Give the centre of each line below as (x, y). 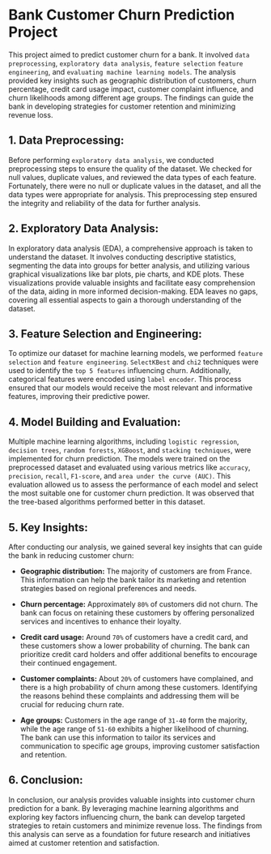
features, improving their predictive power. (79, 397)
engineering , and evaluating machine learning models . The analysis (122, 71)
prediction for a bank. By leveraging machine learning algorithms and (123, 808)
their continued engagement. (68, 663)
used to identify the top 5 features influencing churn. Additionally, (120, 371)
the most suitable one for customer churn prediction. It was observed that (131, 493)
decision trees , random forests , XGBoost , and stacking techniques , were (130, 450)
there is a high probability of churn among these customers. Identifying (139, 687)
